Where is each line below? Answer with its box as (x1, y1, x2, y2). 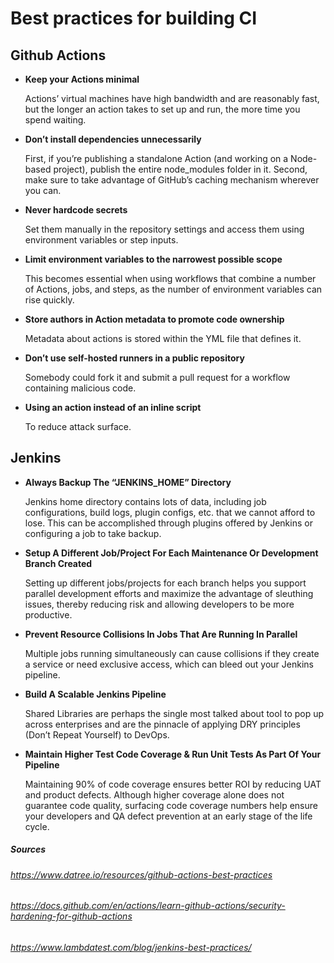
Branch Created (24, 557, 93, 569)
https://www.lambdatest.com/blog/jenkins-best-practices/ (10, 942, 252, 953)
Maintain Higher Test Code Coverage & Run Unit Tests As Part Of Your (24, 748, 322, 760)
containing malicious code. (24, 382, 137, 394)
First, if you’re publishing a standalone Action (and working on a (24, 153, 289, 164)
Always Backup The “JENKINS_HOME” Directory (24, 476, 232, 488)
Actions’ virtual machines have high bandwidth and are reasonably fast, (24, 93, 320, 104)
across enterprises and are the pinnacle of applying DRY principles (24, 718, 301, 730)
